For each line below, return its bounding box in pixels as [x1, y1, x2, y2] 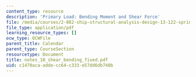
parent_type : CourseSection [6, 46, 75, 52]
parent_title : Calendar [6, 41, 64, 47]
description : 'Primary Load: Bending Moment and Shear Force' [6, 14, 160, 20]
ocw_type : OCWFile [6, 35, 51, 41]
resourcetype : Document [6, 52, 64, 57]
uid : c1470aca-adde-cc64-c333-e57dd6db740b [6, 62, 114, 68]
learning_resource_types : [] [6, 30, 77, 36]
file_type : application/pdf [6, 24, 75, 31]
